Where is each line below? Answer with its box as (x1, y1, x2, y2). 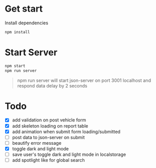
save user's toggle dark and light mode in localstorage (12, 151, 127, 157)
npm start (5, 63, 26, 68)
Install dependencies (5, 20, 49, 26)
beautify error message (12, 140, 61, 146)
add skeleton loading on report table (12, 122, 88, 129)
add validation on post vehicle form (12, 117, 86, 123)
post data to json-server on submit (12, 134, 85, 140)
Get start (5, 3, 43, 15)
